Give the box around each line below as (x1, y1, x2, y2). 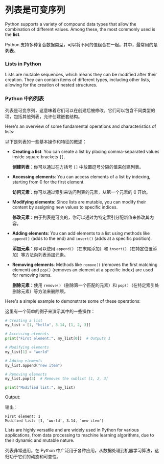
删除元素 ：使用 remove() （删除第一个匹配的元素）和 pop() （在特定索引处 (12, 282, 159, 288)
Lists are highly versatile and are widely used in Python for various (5, 427, 139, 433)
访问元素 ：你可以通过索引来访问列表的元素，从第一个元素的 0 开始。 (12, 189, 151, 195)
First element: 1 (5, 414, 41, 419)
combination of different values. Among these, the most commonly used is (5, 26, 156, 32)
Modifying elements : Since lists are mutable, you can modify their (12, 199, 146, 204)
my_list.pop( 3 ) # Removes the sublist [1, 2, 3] (5, 377, 109, 381)
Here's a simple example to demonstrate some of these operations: (5, 298, 141, 304)
